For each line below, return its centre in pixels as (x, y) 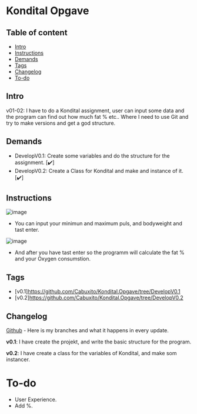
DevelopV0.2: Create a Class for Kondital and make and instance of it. (99, 171)
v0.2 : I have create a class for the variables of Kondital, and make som (91, 353)
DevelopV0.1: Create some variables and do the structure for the (92, 156)
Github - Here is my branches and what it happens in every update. (88, 330)
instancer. (18, 359)
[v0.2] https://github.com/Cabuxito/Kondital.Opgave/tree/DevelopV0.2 (99, 298)
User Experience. (36, 399)
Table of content (37, 33)
